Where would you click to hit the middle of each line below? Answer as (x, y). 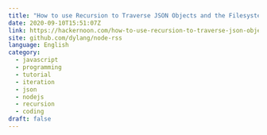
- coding (30, 112)
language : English (39, 45)
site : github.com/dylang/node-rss (66, 38)
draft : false (30, 119)
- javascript (37, 60)
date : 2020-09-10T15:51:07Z (55, 23)
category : (25, 52)
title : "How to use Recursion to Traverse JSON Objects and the (117, 15)
